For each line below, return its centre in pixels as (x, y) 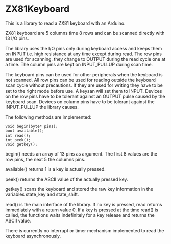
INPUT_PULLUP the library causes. (42, 107)
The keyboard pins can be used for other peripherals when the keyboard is (84, 74)
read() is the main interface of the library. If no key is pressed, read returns (84, 204)
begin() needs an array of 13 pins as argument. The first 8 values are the (81, 153)
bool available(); (25, 131)
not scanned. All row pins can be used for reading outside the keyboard (81, 80)
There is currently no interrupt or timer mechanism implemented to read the (85, 230)
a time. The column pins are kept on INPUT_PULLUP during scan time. (79, 64)
